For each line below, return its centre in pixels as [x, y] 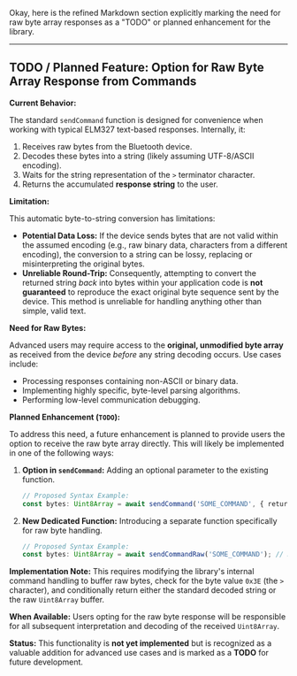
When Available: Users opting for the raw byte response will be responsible [148, 617]
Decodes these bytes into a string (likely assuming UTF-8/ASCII [138, 156]
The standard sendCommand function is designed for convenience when [136, 119]
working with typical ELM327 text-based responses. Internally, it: [127, 129]
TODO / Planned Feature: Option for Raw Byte [137, 68]
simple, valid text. [54, 311]
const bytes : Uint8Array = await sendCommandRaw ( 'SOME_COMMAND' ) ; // [153, 555]
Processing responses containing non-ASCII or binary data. [130, 380]
